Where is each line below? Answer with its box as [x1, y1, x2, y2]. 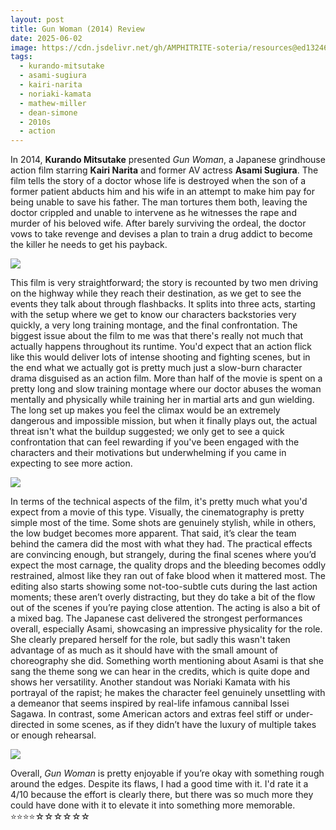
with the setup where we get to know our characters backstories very [10, 309, 297, 321]
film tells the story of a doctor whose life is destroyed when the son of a [10, 175, 307, 187]
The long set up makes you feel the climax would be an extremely [10, 404, 281, 416]
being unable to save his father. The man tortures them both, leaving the [10, 196, 308, 208]
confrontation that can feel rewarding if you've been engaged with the [10, 436, 300, 448]
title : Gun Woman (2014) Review [10, 24, 145, 34]
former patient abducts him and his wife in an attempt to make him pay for [10, 186, 315, 198]
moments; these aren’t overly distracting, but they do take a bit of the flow [10, 591, 316, 603]
